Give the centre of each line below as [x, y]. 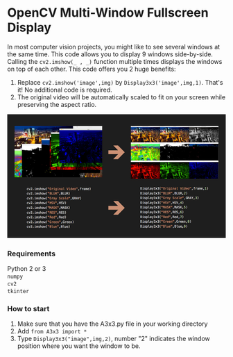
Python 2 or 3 [27, 268]
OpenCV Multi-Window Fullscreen [108, 13]
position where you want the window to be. [79, 346]
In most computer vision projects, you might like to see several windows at [114, 47]
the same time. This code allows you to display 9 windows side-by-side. [110, 54]
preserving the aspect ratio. [57, 104]
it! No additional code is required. [64, 90]
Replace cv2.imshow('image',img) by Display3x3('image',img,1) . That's [120, 82]
